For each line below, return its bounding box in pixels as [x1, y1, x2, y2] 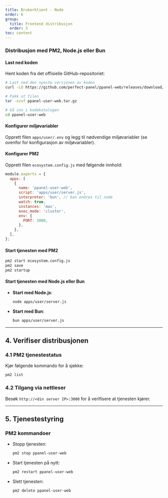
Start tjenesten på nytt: [12, 460, 60, 466]
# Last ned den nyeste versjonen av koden [5, 80, 95, 85]
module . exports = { [5, 171, 46, 176]
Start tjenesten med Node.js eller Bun [5, 278, 85, 285]
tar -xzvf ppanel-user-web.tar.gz [5, 98, 77, 103]
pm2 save [5, 263, 23, 268]
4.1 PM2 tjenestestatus [5, 352, 62, 358]
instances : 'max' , [18, 204, 57, 209]
